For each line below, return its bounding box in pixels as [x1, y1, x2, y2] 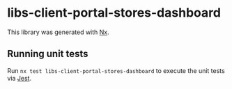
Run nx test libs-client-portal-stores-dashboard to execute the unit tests [7, 66, 225, 74]
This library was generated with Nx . [7, 28, 109, 36]
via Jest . [7, 74, 32, 82]
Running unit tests [7, 48, 88, 60]
